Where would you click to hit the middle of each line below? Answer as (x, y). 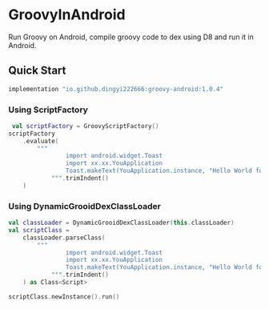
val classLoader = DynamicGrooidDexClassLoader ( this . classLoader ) (121, 223)
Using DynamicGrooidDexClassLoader (85, 206)
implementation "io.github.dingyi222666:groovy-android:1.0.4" (116, 89)
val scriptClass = (39, 230)
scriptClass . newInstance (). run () (64, 297)
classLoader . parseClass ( (64, 238)
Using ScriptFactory (48, 110)
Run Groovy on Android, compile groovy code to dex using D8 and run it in (131, 37)
